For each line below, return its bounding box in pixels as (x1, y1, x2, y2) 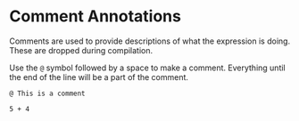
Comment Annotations (9, 6, 181, 27)
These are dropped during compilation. (9, 44, 154, 55)
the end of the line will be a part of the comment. (9, 71, 189, 82)
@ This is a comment (9, 89, 87, 98)
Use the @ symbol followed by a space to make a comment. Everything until (9, 62, 286, 73)
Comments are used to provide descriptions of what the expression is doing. (9, 36, 291, 46)
